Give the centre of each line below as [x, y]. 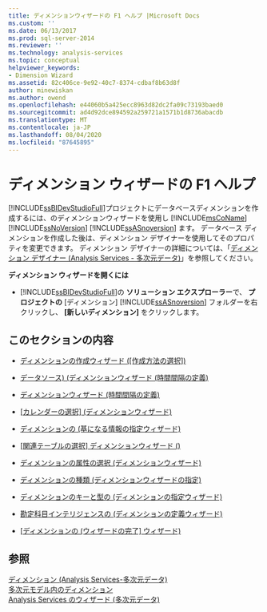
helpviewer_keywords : [44, 68]
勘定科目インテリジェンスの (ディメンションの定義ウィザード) [121, 514]
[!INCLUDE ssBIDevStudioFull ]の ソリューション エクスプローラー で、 [133, 292]
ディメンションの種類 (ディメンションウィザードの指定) [110, 480]
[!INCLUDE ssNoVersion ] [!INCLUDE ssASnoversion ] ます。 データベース [126, 228]
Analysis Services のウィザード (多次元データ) [84, 600]
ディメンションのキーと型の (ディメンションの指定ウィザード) [121, 497]
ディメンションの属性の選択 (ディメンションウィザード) [110, 463]
